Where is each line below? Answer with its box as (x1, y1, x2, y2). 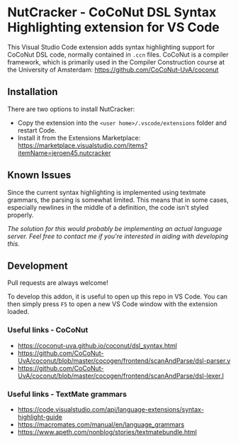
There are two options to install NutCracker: (7, 104, 135, 113)
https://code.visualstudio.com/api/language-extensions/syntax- (17, 405, 204, 413)
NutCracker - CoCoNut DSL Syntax (7, 4, 217, 21)
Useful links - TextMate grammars (7, 389, 127, 399)
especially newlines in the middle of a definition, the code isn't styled (7, 203, 209, 211)
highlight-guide (17, 413, 62, 421)
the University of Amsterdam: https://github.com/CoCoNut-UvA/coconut (7, 65, 219, 74)
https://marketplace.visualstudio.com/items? (17, 141, 148, 150)
